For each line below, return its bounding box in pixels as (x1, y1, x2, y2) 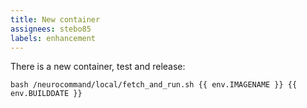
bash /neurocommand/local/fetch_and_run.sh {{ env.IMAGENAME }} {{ (10, 80, 298, 90)
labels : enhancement (10, 33, 97, 43)
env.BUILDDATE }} (10, 89, 83, 99)
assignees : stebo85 (10, 24, 92, 34)
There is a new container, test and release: (10, 61, 186, 73)
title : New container (10, 14, 101, 25)
